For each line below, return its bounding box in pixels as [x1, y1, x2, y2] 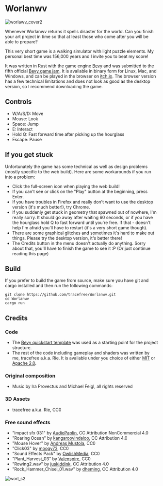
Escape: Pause [12, 136, 42, 142]
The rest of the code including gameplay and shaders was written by [12, 350, 150, 356]
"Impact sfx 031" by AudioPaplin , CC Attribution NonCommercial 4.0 [12, 430, 149, 436]
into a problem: [5, 174, 35, 180]
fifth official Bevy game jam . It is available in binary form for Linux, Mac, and [5, 68, 157, 74]
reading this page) [12, 250, 49, 256]
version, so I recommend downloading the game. [5, 83, 103, 89]
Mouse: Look [12, 115, 39, 122]
